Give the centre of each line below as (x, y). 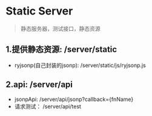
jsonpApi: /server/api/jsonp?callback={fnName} (74, 99)
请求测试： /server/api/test (48, 106)
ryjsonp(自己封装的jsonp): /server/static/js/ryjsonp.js (80, 65)
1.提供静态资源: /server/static (61, 50)
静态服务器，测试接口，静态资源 (60, 28)
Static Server (39, 11)
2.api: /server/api (39, 85)
